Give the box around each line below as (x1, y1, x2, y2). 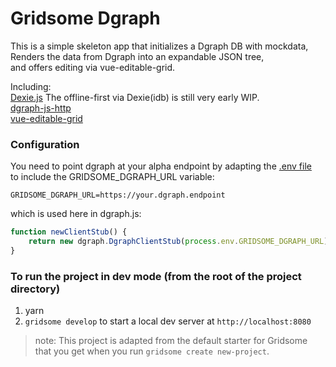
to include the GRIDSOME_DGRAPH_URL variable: (10, 171, 215, 183)
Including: (10, 80, 52, 92)
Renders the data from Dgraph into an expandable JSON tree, (10, 50, 265, 62)
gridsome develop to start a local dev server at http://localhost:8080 (24, 315, 312, 327)
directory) (10, 282, 61, 296)
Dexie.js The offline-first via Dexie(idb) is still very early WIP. (10, 91, 260, 103)
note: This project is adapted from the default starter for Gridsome (34, 335, 308, 347)
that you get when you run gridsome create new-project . (34, 345, 270, 357)
